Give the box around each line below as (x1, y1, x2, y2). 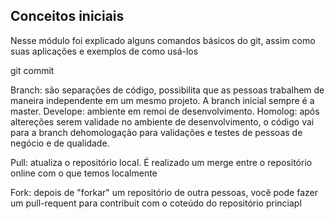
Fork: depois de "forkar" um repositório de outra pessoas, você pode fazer (10, 186, 318, 198)
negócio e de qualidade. (10, 137, 110, 149)
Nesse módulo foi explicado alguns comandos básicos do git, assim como (10, 34, 316, 46)
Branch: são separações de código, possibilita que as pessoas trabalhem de (10, 84, 325, 96)
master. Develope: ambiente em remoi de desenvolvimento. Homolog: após (10, 105, 320, 117)
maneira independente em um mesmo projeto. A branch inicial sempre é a (10, 94, 315, 106)
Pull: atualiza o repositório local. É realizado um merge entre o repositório (10, 156, 313, 168)
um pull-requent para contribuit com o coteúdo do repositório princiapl (10, 197, 302, 209)
